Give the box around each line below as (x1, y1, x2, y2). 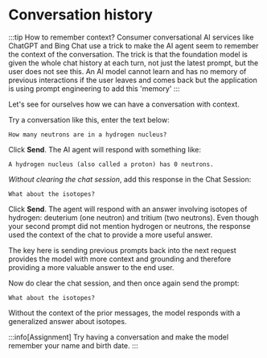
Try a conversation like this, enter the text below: (8, 114, 170, 124)
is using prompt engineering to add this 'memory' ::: (8, 83, 180, 94)
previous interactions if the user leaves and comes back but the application (8, 75, 257, 85)
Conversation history (8, 6, 153, 24)
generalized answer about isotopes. (8, 316, 127, 326)
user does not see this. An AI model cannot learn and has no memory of (8, 66, 247, 76)
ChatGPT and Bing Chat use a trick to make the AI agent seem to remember (8, 40, 259, 50)
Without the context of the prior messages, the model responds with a (8, 308, 241, 318)
